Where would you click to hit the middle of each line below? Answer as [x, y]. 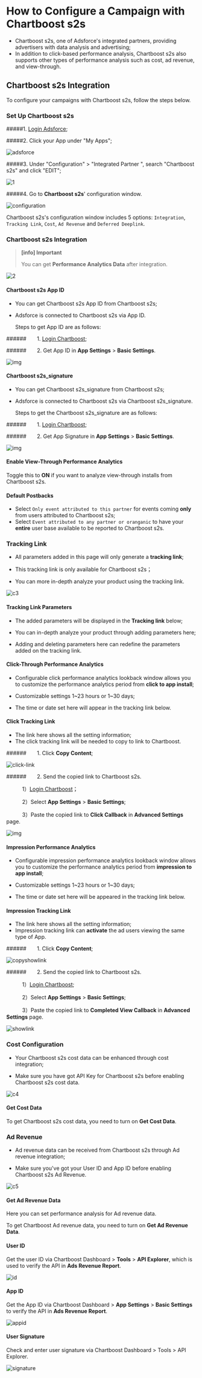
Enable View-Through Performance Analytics [65, 462]
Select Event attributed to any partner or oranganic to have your [99, 522]
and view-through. [38, 66]
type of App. [30, 937]
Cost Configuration [35, 1045]
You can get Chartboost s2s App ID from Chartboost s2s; [86, 303]
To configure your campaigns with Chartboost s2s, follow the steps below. [99, 100]
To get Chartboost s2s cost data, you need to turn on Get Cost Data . [91, 1121]
